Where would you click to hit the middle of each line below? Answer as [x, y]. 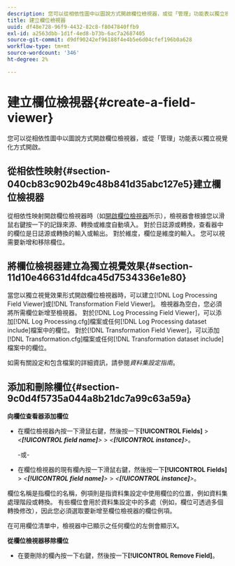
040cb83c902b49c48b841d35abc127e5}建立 [109, 184]
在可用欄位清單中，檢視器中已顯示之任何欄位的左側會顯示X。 [95, 526]
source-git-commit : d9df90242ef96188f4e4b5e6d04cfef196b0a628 [100, 40]
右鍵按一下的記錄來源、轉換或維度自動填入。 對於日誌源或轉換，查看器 [115, 224]
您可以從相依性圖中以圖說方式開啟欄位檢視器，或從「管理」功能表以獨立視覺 [117, 138]
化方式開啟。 [26, 147]
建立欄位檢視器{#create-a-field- [101, 102]
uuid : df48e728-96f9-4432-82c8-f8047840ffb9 [73, 27]
